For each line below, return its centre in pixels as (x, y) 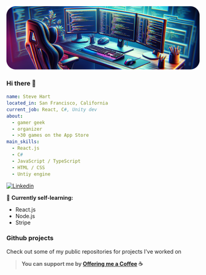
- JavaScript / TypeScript (46, 161)
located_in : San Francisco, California (57, 103)
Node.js (25, 216)
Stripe (23, 222)
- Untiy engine (31, 174)
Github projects (30, 238)
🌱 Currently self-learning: (40, 197)
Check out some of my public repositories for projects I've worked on (94, 251)
